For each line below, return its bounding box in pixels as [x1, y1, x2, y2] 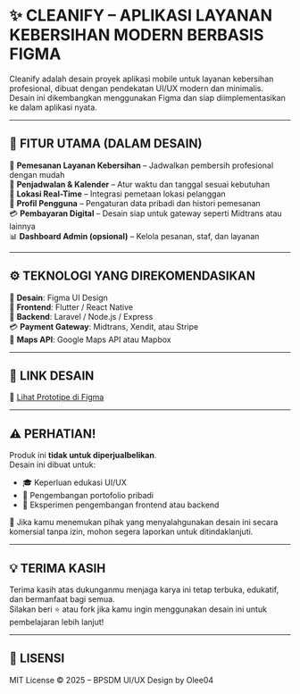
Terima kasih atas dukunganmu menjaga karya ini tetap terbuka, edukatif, [9, 584, 279, 595]
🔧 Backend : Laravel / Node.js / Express [9, 311, 154, 322]
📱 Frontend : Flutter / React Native [9, 301, 134, 313]
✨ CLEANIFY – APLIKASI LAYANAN [9, 5, 272, 26]
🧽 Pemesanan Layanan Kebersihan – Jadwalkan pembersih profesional [9, 160, 274, 171]
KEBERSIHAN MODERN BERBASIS [9, 25, 264, 46]
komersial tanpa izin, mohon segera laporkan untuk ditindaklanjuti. [9, 526, 254, 537]
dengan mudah [9, 169, 65, 180]
